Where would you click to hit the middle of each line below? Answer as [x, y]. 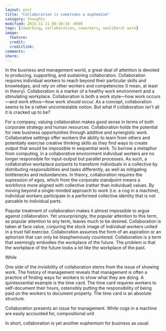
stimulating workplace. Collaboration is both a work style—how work [75, 96]
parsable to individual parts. [33, 201]
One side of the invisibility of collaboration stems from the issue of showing [82, 267]
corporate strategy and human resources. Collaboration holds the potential [81, 127]
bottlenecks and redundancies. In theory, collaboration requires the [74, 175]
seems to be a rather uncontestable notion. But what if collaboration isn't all [82, 107]
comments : [15, 51]
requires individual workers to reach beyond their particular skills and [76, 81]
